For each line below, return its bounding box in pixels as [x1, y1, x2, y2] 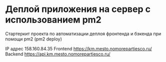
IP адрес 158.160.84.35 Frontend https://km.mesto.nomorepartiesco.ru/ [5, 45, 152, 51]
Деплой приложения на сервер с [5, 3, 151, 15]
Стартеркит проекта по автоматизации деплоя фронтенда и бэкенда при [5, 30, 161, 36]
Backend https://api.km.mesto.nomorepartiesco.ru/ [5, 51, 111, 57]
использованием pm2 [5, 14, 101, 25]
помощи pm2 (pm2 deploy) [5, 36, 62, 42]
